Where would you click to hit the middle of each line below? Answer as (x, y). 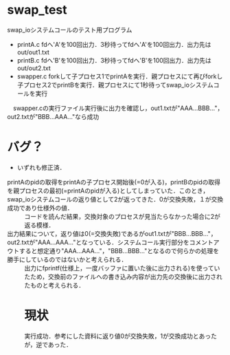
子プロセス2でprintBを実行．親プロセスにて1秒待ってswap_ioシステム (115, 85)
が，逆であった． (48, 344)
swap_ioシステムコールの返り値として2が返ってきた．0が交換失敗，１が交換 (115, 199)
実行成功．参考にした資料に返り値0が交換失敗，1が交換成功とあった (121, 336)
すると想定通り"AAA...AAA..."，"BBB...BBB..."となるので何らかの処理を (119, 250)
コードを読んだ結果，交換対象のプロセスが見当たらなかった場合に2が (123, 216)
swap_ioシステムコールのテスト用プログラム (70, 30)
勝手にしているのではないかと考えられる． (67, 259)
